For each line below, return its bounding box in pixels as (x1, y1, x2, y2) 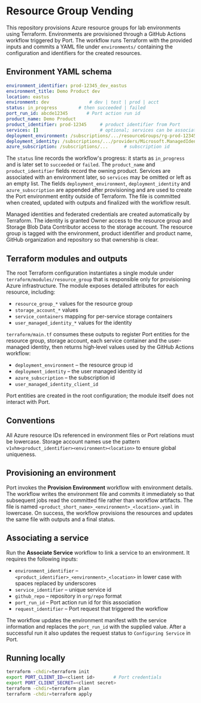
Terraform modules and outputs (6, 253, 127, 264)
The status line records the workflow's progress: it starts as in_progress (6, 154, 185, 162)
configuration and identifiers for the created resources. (6, 49, 142, 56)
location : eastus (6, 94, 50, 100)
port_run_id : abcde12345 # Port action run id (6, 111, 141, 117)
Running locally (6, 653, 66, 663)
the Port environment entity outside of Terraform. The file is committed (6, 193, 181, 200)
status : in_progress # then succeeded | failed (6, 105, 146, 111)
